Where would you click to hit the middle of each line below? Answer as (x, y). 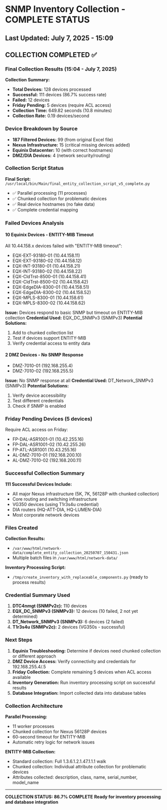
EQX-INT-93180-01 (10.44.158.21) (46, 266)
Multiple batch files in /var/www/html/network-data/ (65, 558)
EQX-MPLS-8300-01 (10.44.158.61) (48, 297)
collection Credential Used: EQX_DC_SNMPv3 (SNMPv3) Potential (74, 318)
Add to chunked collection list (43, 332)
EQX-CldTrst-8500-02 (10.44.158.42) (50, 282)
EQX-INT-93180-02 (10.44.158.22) (47, 271)
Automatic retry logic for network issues (53, 742)
